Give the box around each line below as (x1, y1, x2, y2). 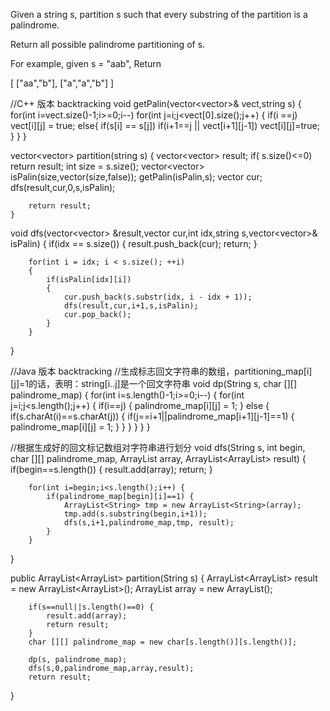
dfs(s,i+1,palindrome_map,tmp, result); (63, 518, 235, 528)
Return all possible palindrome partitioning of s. (10, 39, 206, 50)
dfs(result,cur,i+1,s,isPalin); (63, 301, 199, 311)
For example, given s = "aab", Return (10, 58, 162, 69)
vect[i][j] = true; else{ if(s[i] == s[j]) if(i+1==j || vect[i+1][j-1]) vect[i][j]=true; (10, 120, 320, 131)
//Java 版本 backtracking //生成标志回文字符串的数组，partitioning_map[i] (10, 365, 313, 377)
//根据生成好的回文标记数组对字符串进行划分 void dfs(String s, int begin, (10, 442, 306, 453)
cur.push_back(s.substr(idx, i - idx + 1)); (63, 292, 253, 302)
